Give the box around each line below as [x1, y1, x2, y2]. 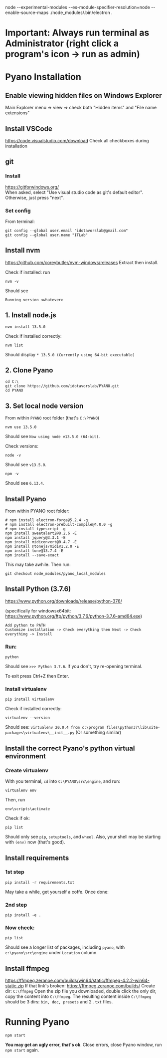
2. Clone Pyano [5, 366, 53, 374]
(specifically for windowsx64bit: [5, 607, 71, 613]
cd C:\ [5, 379, 19, 384]
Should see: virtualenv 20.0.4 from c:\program [5, 724, 105, 730]
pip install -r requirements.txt [5, 880, 75, 885]
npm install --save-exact [5, 553, 59, 558]
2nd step [5, 901, 27, 908]
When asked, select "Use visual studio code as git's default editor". [5, 189, 144, 195]
